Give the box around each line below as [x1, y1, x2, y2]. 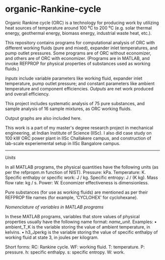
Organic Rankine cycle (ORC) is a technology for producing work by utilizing [5, 20, 159, 26]
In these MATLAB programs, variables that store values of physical [5, 213, 140, 219]
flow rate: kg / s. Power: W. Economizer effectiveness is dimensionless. [5, 179, 149, 185]
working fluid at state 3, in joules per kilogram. [5, 234, 99, 240]
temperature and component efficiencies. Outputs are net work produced [5, 86, 154, 91]
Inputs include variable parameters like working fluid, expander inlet [5, 75, 142, 81]
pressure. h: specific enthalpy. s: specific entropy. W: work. [5, 249, 125, 255]
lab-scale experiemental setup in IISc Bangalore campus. [5, 140, 121, 146]
